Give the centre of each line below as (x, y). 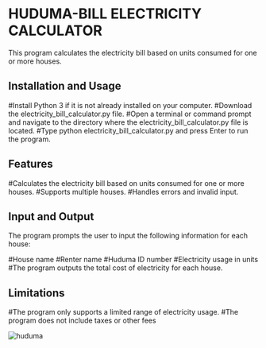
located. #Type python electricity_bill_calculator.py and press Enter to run (128, 130)
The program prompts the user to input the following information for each (128, 236)
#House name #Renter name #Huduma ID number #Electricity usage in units (133, 260)
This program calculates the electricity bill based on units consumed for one (133, 52)
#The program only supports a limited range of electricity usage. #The (123, 312)
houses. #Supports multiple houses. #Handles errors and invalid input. (123, 191)
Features (31, 164)
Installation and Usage (65, 86)
